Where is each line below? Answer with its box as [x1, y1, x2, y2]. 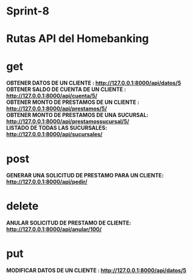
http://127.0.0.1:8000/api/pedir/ [6, 178, 87, 185]
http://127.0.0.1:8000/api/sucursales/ [6, 131, 103, 138]
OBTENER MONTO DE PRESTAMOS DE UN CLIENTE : [6, 98, 140, 106]
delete [6, 199, 39, 213]
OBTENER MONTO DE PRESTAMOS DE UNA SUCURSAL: [6, 112, 149, 119]
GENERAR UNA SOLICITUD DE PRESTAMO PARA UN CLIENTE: [6, 172, 164, 179]
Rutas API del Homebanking [6, 32, 149, 46]
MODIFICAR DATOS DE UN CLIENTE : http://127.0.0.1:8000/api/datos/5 [6, 267, 187, 274]
